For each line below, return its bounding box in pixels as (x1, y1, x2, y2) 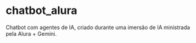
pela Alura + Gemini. (5, 30, 57, 37)
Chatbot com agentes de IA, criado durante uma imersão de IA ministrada (5, 24, 191, 31)
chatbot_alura (5, 4, 77, 18)
